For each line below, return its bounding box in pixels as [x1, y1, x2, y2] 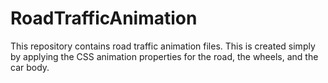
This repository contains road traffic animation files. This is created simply [10, 40, 316, 52]
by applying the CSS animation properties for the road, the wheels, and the [10, 50, 319, 62]
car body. [10, 61, 50, 73]
